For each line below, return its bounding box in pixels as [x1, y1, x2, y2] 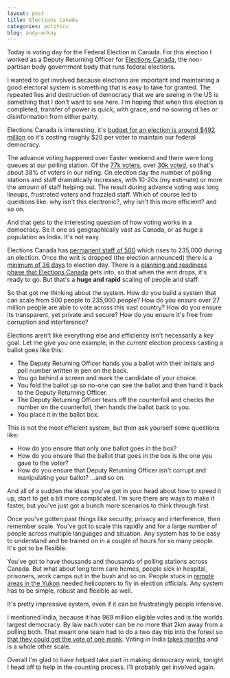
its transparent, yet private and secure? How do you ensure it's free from [7, 311, 213, 319]
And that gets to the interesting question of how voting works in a [7, 218, 192, 227]
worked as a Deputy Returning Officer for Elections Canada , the [7, 56, 187, 64]
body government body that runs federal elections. [32, 63, 176, 71]
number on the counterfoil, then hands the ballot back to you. [16, 403, 191, 411]
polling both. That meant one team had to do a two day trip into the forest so [7, 628, 223, 636]
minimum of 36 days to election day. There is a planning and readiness [7, 261, 207, 269]
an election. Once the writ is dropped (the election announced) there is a [7, 254, 213, 262]
